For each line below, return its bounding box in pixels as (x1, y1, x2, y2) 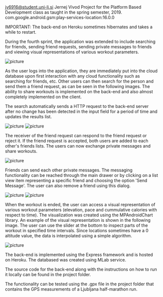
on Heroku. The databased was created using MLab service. (5, 257, 127, 263)
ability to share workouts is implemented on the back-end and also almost (5, 89, 153, 94)
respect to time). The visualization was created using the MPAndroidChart (5, 212, 153, 218)
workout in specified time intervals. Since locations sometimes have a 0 (5, 228, 149, 233)
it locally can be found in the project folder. (5, 272, 91, 277)
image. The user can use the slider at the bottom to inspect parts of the (5, 222, 148, 228)
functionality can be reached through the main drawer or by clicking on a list (5, 172, 158, 178)
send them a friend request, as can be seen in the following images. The (5, 84, 150, 89)
